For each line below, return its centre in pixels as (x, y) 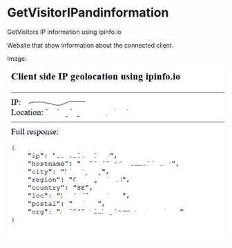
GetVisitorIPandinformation (88, 13)
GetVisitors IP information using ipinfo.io (65, 32)
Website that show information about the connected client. (90, 45)
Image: (17, 58)
